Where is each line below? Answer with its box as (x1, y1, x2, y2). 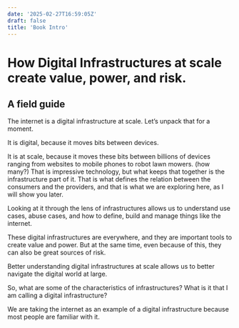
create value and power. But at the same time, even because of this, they (7, 241, 222, 249)
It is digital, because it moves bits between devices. (7, 139, 159, 147)
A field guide (7, 98, 66, 110)
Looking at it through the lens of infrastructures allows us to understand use (7, 204, 230, 213)
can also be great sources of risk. (7, 248, 106, 257)
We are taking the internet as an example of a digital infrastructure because (7, 305, 230, 314)
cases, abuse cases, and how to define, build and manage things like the (7, 212, 221, 220)
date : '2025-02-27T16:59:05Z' (7, 10, 98, 18)
